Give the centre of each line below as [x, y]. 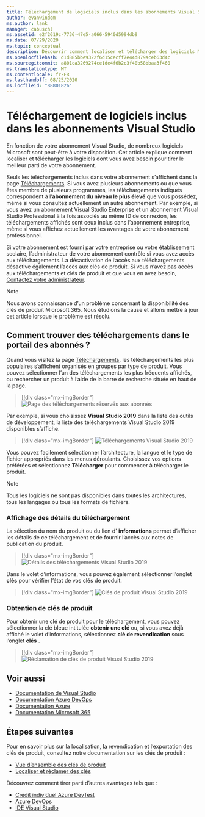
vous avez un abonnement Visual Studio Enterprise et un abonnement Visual [103, 209]
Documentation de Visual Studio [56, 693]
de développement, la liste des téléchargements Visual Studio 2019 [91, 422]
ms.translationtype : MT [37, 69]
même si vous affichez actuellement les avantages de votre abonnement [98, 229]
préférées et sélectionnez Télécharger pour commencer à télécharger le [98, 465]
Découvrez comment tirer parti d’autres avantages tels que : [82, 783]
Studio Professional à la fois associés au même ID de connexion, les [92, 216]
